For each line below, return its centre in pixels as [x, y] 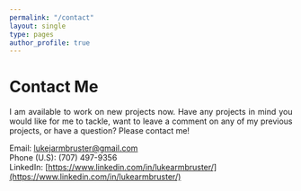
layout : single [38, 26]
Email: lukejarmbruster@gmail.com [74, 148]
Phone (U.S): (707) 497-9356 [63, 158]
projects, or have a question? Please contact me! [100, 131]
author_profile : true [50, 43]
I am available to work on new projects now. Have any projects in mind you [151, 112]
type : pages [31, 34]
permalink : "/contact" [52, 17]
